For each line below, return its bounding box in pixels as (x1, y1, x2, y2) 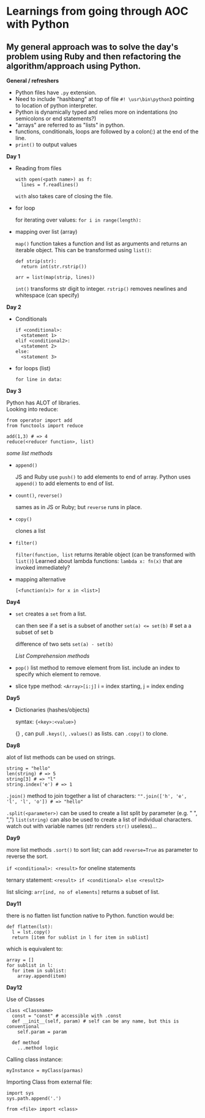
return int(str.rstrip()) (21, 264, 87, 270)
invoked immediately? (15, 564, 70, 571)
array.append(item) (17, 973, 67, 979)
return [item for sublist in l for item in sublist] (12, 934, 149, 941)
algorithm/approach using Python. (6, 61, 141, 71)
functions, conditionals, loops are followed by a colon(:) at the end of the (15, 128, 199, 135)
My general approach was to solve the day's (6, 42, 179, 52)
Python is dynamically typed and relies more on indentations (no (15, 108, 178, 116)
